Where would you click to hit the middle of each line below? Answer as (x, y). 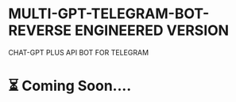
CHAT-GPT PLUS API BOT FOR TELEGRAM (79, 52)
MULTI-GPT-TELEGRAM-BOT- (109, 14)
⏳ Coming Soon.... (70, 86)
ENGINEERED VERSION (151, 30)
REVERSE (40, 30)
